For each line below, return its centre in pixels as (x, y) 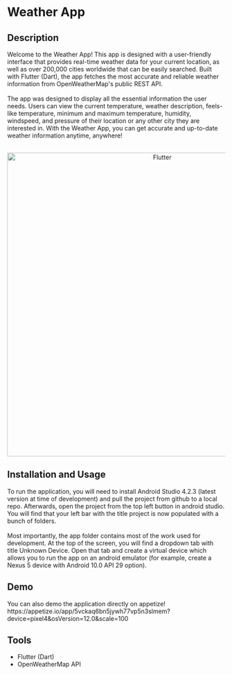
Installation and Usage (56, 475)
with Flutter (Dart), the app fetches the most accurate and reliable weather (113, 76)
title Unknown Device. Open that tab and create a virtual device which (107, 550)
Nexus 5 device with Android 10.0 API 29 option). (77, 565)
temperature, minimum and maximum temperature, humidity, (105, 113)
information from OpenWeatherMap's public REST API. (85, 84)
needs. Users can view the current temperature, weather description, (106, 106)
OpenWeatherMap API (49, 665)
